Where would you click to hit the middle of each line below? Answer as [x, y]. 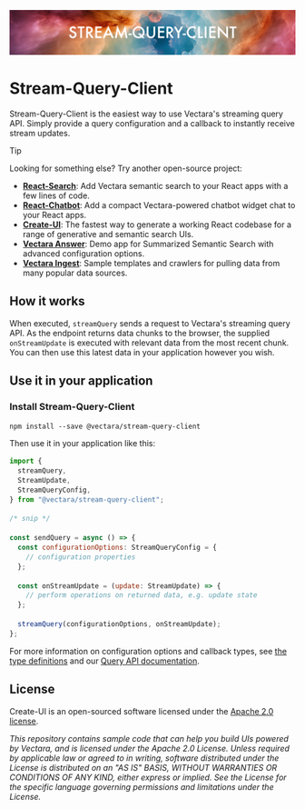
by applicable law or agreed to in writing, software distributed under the [144, 758]
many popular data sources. [75, 273]
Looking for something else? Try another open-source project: [126, 168]
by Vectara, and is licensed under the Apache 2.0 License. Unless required [150, 748]
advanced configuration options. [84, 253]
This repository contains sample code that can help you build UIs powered [149, 738]
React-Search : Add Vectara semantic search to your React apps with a [155, 185]
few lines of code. [56, 195]
